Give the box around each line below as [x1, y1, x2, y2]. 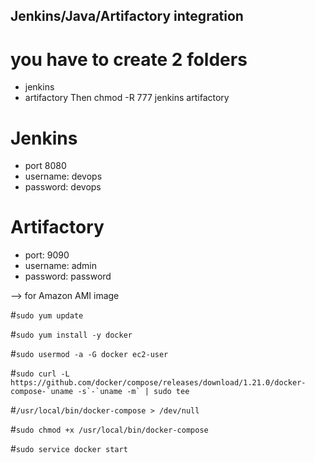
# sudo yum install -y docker [10, 329, 133, 341]
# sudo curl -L [10, 367, 70, 379]
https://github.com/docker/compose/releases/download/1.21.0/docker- [10, 378, 307, 388]
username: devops [24, 170, 103, 183]
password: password [24, 270, 112, 283]
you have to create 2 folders [10, 48, 248, 71]
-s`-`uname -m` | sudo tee [77, 387, 190, 397]
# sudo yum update [10, 309, 84, 321]
